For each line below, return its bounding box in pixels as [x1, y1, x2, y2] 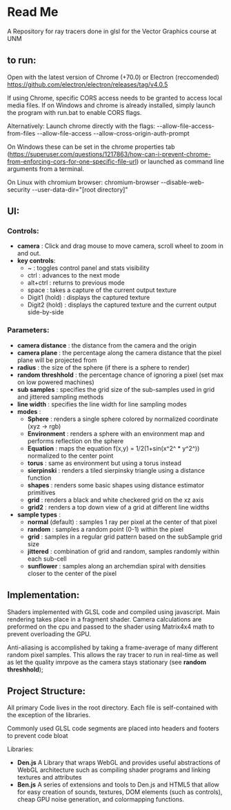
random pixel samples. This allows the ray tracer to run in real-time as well [7, 650, 219, 658]
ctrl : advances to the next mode [27, 271, 120, 280]
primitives [27, 488, 56, 496]
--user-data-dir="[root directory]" [32, 185, 128, 194]
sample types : [17, 510, 61, 519]
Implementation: [7, 589, 80, 601]
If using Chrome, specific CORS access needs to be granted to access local [7, 93, 223, 102]
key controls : [17, 257, 56, 265]
